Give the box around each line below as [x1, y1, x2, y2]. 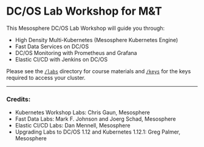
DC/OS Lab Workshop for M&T [6, 4, 162, 18]
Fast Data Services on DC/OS [15, 43, 89, 50]
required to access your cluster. [6, 74, 86, 81]
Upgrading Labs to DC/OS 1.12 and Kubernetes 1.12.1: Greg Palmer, [15, 128, 181, 135]
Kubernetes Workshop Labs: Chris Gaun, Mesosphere [15, 109, 151, 117]
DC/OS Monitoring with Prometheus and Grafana [15, 49, 138, 56]
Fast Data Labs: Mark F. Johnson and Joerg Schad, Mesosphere [15, 115, 176, 123]
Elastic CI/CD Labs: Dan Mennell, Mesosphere [15, 122, 131, 129]
